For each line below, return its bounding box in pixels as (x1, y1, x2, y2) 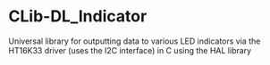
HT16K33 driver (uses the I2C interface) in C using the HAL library (8, 45, 252, 55)
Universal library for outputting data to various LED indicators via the (8, 36, 261, 46)
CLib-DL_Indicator (8, 6, 148, 27)
